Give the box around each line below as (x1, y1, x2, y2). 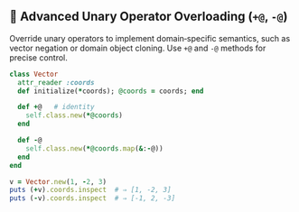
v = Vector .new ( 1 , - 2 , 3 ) (9, 177, 107, 186)
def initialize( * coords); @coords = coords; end (17, 87, 204, 96)
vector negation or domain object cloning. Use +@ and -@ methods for (9, 42, 266, 53)
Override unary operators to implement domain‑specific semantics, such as (9, 32, 291, 43)
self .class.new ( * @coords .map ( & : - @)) (25, 143, 164, 153)
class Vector (9, 69, 59, 78)
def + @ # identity (17, 103, 95, 112)
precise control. (9, 51, 68, 63)
